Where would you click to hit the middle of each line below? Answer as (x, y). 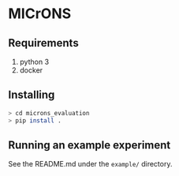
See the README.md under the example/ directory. (90, 164)
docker (31, 70)
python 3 (34, 62)
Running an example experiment (89, 145)
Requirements (43, 43)
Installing (32, 95)
